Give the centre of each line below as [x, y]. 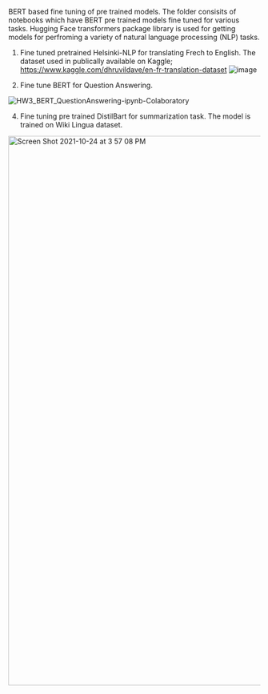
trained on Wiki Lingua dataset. [71, 125]
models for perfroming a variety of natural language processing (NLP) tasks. [134, 37]
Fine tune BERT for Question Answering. [86, 85]
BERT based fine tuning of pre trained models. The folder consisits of [122, 12]
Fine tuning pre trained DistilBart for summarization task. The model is [135, 116]
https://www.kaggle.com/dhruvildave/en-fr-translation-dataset [123, 70]
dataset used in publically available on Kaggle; [96, 61]
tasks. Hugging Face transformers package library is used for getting [122, 28]
